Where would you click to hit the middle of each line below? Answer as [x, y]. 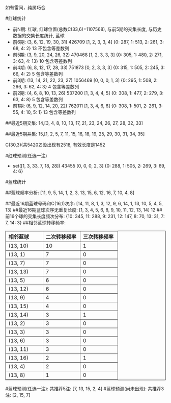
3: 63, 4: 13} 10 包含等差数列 [42, 61]
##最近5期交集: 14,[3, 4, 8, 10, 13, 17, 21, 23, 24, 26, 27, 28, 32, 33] [74, 123]
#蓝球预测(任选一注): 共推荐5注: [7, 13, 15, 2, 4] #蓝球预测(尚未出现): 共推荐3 [85, 389]
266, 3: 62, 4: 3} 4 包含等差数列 [46, 87]
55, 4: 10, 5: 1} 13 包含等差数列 [44, 112]
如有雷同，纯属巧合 [25, 7]
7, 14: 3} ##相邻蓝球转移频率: [36, 223]
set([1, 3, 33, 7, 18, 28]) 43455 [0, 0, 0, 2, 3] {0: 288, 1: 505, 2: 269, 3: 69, [89, 166]
